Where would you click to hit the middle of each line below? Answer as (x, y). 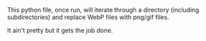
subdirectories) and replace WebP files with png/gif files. (88, 17)
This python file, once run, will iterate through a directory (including (103, 10)
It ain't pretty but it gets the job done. (60, 30)
